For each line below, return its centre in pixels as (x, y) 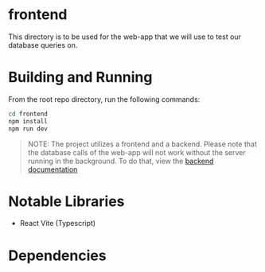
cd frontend (28, 114)
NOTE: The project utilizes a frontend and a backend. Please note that (142, 144)
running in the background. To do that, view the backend (121, 161)
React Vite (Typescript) (58, 223)
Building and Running (80, 78)
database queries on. (43, 45)
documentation (53, 169)
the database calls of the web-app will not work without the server (137, 152)
